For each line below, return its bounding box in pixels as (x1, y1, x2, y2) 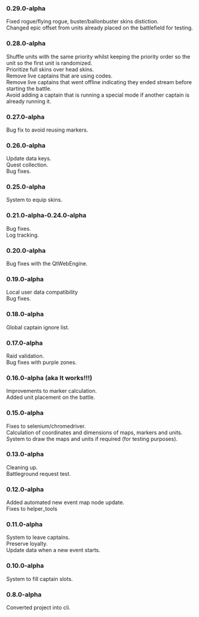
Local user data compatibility (6, 288, 78, 296)
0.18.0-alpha (6, 310, 44, 318)
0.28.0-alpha (6, 39, 46, 47)
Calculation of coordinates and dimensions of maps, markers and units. (6, 428, 183, 436)
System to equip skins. (6, 196, 63, 204)
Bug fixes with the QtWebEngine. (6, 260, 88, 267)
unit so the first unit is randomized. (6, 59, 93, 67)
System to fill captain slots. (6, 575, 73, 582)
